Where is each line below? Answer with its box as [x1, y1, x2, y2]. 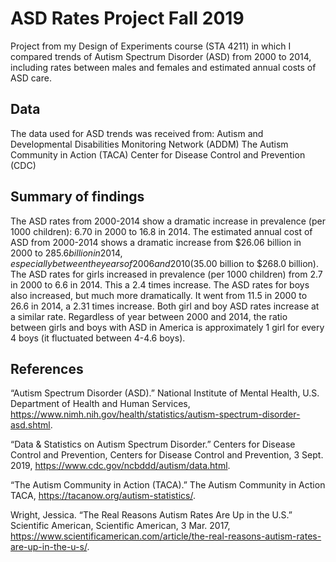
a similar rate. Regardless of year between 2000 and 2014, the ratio [10, 310, 288, 322]
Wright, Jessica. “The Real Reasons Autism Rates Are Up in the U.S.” [10, 509, 293, 521]
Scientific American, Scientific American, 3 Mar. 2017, [10, 520, 231, 532]
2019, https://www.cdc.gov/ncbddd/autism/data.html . [10, 460, 231, 472]
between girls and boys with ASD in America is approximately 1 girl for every [10, 321, 325, 333]
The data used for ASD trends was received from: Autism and [10, 127, 264, 139]
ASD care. [10, 72, 52, 84]
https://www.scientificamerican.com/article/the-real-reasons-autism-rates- [10, 530, 322, 542]
